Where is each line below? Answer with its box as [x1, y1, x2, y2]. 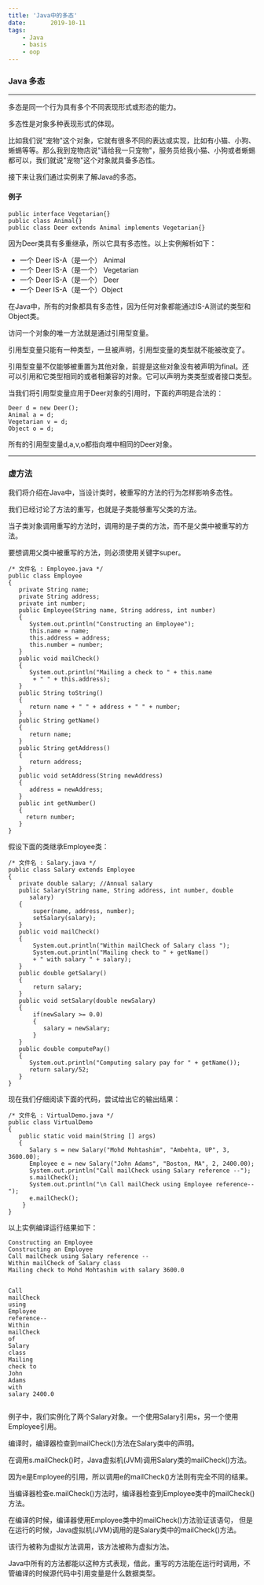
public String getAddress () [18, 744, 111, 752]
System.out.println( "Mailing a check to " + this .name [28, 668, 213, 676]
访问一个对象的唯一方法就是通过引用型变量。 [8, 328, 153, 337]
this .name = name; [28, 627, 90, 635]
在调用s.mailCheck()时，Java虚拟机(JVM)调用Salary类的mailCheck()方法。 [8, 1455, 251, 1464]
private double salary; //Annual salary [18, 879, 153, 887]
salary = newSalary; [42, 1024, 111, 1032]
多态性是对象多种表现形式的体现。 [8, 119, 119, 128]
